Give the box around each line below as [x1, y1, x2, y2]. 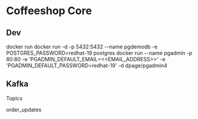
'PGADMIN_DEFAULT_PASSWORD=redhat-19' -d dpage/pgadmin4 [6, 62, 167, 69]
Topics [6, 94, 22, 101]
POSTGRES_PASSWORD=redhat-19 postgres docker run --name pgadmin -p [6, 49, 193, 57]
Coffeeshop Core [6, 4, 92, 18]
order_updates [6, 106, 42, 113]
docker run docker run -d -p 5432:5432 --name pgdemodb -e [6, 43, 158, 50]
